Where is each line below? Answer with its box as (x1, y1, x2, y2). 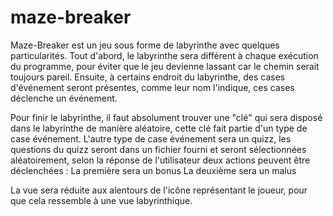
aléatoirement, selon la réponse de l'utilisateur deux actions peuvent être (10, 154, 311, 166)
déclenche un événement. (10, 92, 118, 104)
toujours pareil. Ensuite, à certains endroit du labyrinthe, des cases (10, 71, 286, 83)
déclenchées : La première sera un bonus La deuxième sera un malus (10, 164, 297, 176)
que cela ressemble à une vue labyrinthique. (10, 194, 193, 206)
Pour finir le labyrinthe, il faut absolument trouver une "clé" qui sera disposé (10, 111, 323, 123)
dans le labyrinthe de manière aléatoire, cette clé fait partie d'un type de (10, 122, 308, 134)
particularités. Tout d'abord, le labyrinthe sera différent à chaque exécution (10, 49, 319, 61)
